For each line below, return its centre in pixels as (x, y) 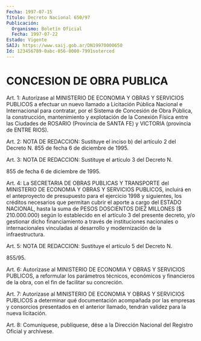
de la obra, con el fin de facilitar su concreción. (65, 282)
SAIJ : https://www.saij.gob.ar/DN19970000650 (64, 46)
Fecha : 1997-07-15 (29, 12)
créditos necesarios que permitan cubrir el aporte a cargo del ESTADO (94, 202)
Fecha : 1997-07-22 (35, 34)
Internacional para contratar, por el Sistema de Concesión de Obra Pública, (100, 110)
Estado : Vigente (27, 40)
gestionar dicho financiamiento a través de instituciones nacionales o (92, 221)
